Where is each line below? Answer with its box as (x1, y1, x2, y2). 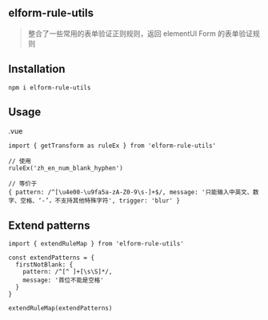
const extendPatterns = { (8, 254, 94, 262)
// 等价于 (8, 180, 38, 188)
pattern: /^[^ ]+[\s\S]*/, (22, 268, 113, 276)
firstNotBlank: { (15, 261, 74, 269)
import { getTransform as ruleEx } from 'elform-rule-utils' (8, 142, 217, 150)
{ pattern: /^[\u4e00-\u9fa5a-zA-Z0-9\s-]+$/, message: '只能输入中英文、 (8, 188, 254, 197)
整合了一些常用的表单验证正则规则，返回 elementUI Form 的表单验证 (27, 28, 254, 38)
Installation (8, 62, 66, 76)
